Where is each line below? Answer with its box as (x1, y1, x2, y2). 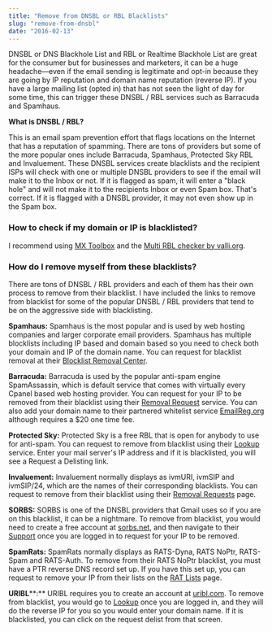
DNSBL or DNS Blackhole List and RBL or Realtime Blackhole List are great (8, 50, 257, 59)
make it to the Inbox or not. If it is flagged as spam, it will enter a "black (8, 176, 246, 185)
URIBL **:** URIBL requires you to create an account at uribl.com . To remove (8, 588, 264, 598)
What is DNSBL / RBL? (8, 117, 84, 127)
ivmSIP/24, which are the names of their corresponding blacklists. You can (8, 481, 258, 490)
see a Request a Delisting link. (8, 456, 110, 466)
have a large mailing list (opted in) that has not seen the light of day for (8, 84, 245, 94)
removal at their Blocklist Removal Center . (8, 355, 148, 365)
